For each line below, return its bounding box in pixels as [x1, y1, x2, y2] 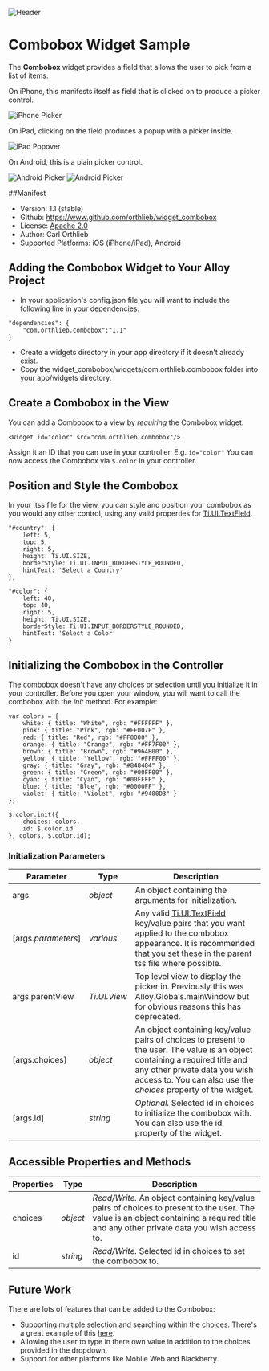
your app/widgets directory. [19, 373, 112, 382]
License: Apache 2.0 [19, 221, 88, 231]
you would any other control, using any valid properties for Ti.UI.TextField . [8, 508, 253, 518]
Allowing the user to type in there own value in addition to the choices [19, 1337, 251, 1347]
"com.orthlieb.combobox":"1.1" [22, 326, 127, 334]
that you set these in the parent [134, 948, 252, 959]
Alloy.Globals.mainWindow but [134, 991, 250, 1002]
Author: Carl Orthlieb [19, 229, 89, 239]
